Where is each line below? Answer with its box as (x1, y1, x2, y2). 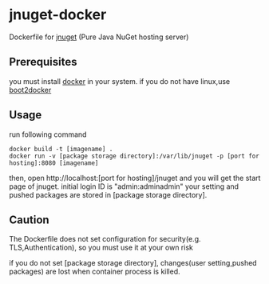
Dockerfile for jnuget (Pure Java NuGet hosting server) (9, 32, 189, 42)
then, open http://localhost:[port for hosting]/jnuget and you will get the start (9, 173, 261, 182)
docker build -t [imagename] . (9, 145, 113, 153)
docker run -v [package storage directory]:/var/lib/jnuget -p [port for (9, 152, 260, 160)
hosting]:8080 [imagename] (9, 158, 99, 167)
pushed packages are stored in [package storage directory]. (9, 190, 208, 199)
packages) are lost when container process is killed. (9, 266, 180, 277)
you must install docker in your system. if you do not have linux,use (9, 76, 231, 86)
